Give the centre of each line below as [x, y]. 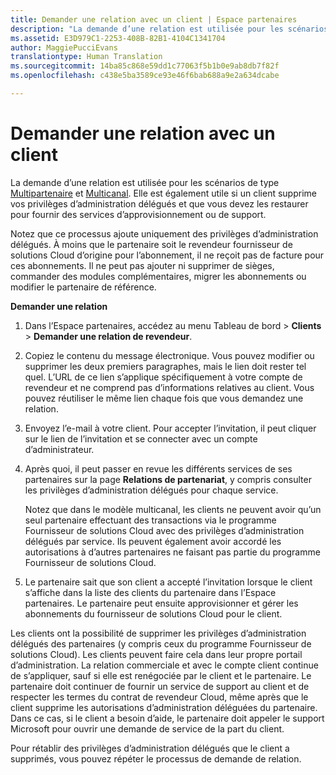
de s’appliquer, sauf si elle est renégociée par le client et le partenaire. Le [161, 675]
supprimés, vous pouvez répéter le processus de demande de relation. [156, 758]
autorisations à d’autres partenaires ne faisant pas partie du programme [172, 552]
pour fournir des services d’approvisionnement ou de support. [138, 214]
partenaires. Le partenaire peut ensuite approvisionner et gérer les [161, 603]
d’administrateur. [59, 449]
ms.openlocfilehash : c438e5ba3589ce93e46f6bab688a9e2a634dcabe [145, 76]
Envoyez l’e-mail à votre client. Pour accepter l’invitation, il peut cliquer [170, 428]
